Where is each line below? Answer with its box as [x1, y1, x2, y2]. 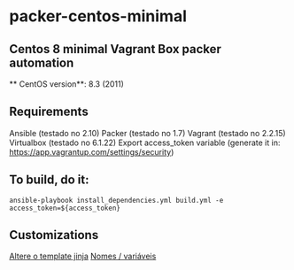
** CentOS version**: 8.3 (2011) [9, 79, 124, 89]
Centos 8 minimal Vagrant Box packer [9, 42, 221, 57]
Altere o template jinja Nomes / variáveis [9, 251, 157, 262]
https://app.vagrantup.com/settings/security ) [9, 146, 174, 157]
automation [9, 55, 74, 70]
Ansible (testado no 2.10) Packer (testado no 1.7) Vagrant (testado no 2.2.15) [9, 127, 286, 138]
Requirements [9, 104, 89, 120]
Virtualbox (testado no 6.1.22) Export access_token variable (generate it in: [9, 137, 281, 148]
